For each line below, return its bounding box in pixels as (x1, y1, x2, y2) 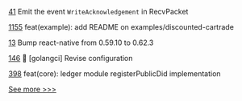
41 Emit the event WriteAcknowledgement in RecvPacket (8, 7, 189, 16)
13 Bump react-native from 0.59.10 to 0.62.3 (8, 38, 154, 47)
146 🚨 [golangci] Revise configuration (8, 54, 133, 63)
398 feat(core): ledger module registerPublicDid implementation (8, 69, 221, 79)
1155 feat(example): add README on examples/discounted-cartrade (8, 22, 234, 31)
